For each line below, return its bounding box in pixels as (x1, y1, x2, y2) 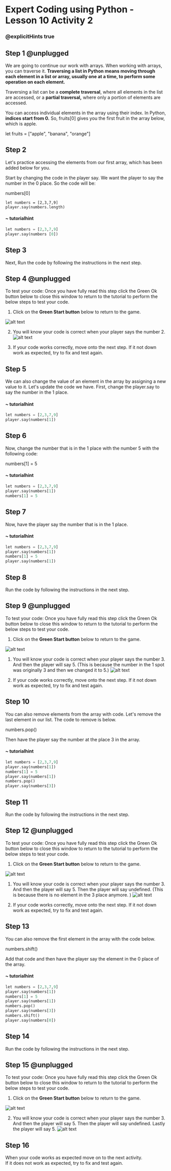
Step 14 (5, 1032, 30, 1041)
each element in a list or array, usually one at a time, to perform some (5, 73, 155, 79)
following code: (5, 450, 38, 456)
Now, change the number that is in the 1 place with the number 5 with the (5, 445, 160, 451)
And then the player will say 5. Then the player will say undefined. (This (12, 886, 164, 892)
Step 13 (5, 922, 30, 931)
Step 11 (5, 797, 28, 806)
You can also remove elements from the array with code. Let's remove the (5, 711, 161, 717)
